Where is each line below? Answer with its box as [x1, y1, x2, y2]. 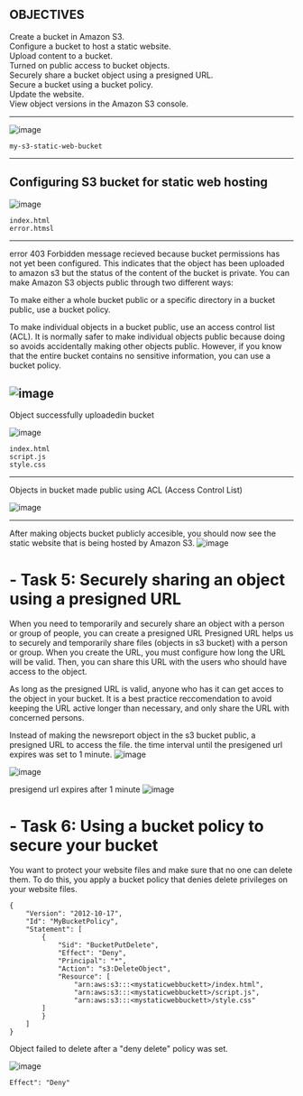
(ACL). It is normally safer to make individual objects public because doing [9, 331, 286, 342]
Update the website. [9, 88, 85, 99]
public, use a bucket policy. [9, 304, 111, 315]
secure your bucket [9, 834, 159, 855]
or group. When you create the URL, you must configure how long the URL [9, 647, 286, 658]
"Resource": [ [57, 972, 111, 981]
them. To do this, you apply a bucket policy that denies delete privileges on [9, 874, 289, 885]
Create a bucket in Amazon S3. [9, 31, 124, 41]
